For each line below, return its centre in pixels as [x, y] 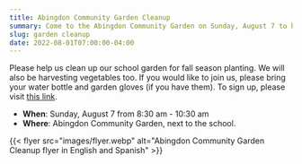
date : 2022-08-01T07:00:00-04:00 [72, 43]
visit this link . [33, 97]
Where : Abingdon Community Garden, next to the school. [129, 124]
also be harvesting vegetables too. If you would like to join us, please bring [147, 78]
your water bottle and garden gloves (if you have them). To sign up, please [147, 87]
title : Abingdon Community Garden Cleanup [90, 17]
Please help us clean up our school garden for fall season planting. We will [147, 68]
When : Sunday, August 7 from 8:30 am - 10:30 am [115, 114]
